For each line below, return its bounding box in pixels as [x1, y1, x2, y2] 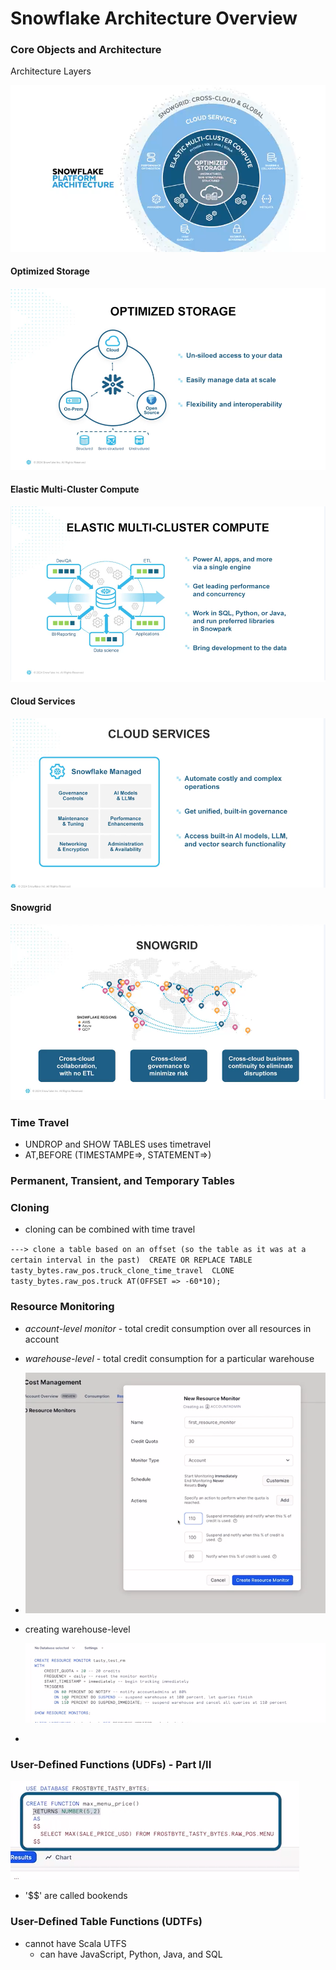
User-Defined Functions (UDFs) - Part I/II [10, 1757, 212, 1771]
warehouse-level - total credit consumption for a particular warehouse [24, 1352, 315, 1364]
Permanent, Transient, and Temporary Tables [10, 1174, 235, 1188]
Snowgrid [10, 901, 52, 913]
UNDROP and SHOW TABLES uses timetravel [24, 1138, 212, 1151]
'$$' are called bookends [24, 1890, 128, 1902]
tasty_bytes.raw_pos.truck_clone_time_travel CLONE [10, 1266, 235, 1276]
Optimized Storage [10, 265, 90, 277]
